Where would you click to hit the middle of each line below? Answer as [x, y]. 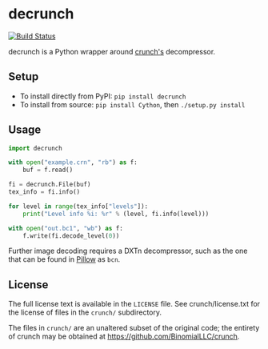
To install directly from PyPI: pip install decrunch [103, 96]
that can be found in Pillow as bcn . [64, 259]
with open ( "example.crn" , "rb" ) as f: [73, 162]
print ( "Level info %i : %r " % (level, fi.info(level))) [116, 214]
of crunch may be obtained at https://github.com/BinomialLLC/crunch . [124, 336]
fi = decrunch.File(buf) [50, 185]
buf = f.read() [48, 170]
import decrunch [35, 148]
